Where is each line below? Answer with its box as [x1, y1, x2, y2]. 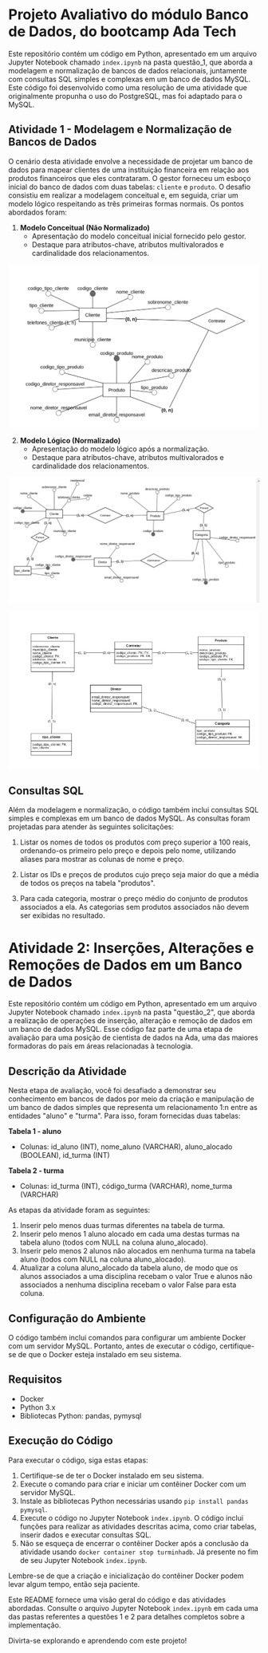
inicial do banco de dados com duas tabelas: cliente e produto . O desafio [8, 182, 251, 191]
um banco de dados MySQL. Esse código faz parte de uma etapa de [8, 1025, 233, 1034]
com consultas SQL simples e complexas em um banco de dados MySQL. [8, 74, 251, 84]
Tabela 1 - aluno [8, 1127, 62, 1136]
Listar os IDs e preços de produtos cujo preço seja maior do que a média [19, 870, 259, 880]
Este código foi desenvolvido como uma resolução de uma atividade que [8, 82, 247, 92]
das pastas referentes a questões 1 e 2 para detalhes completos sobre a [8, 1612, 246, 1621]
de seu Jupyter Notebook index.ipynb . [19, 1555, 148, 1564]
